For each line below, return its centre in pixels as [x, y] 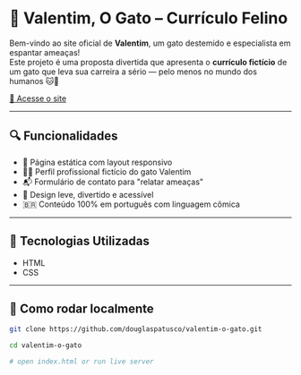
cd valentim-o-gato [46, 345]
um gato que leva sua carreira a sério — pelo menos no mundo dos [133, 72]
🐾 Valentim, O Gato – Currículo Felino [149, 18]
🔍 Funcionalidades [64, 136]
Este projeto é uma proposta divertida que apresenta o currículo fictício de [148, 62]
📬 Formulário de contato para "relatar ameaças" [113, 182]
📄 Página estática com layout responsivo [97, 162]
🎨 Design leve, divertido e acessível [88, 194]
